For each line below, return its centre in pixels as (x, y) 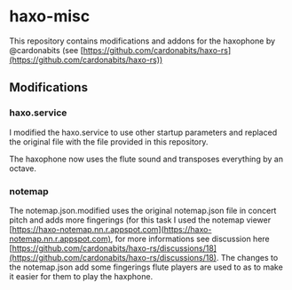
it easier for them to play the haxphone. (81, 276)
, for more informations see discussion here (190, 239)
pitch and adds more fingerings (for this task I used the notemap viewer (140, 220)
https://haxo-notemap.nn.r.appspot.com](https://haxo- (112, 229)
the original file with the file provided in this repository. (109, 141)
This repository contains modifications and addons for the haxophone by (142, 41)
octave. (23, 168)
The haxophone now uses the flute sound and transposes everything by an (146, 159)
